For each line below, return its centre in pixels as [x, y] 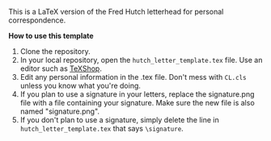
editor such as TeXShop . [61, 68]
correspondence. [37, 20]
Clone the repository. [55, 51]
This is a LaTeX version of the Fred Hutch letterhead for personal [116, 12]
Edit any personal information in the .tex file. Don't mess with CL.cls [133, 77]
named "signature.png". [59, 111]
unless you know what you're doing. [80, 85]
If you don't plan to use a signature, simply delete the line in [120, 120]
